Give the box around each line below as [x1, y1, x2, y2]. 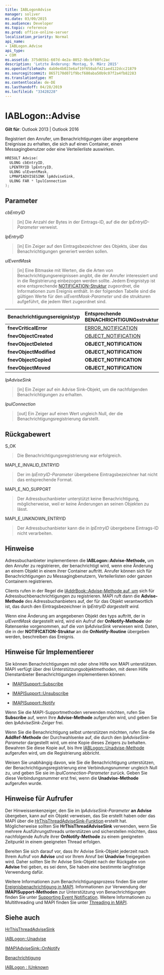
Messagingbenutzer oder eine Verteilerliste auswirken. [5, 146, 115, 152]
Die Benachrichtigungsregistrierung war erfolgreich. [17, 452, 122, 458]
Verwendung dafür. [5, 869, 44, 875]
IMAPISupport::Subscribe [12, 681, 63, 687]
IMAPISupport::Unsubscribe [12, 690, 69, 696]
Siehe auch [5, 913, 40, 922]
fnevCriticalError [7, 325, 48, 332]
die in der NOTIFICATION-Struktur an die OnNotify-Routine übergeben [5, 628, 150, 634]
